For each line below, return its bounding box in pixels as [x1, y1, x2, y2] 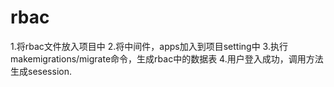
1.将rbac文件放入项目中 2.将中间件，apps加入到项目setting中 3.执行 [10, 40, 288, 52]
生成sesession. [10, 65, 72, 77]
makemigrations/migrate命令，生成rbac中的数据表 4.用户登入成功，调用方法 [10, 52, 324, 65]
